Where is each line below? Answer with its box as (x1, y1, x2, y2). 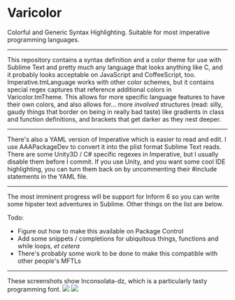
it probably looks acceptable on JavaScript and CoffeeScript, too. (7, 70, 196, 78)
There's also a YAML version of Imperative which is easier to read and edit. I (7, 135, 227, 143)
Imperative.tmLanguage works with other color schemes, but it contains (7, 78, 215, 86)
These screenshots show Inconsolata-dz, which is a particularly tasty (7, 276, 208, 285)
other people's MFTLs (17, 257, 82, 265)
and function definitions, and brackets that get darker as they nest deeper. (7, 115, 222, 123)
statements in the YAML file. (7, 172, 89, 180)
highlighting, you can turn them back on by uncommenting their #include (7, 164, 218, 173)
